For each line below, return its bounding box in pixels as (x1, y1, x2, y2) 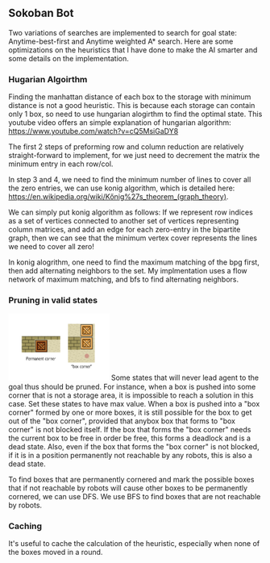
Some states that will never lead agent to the (110, 373, 260, 382)
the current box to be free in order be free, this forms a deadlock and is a (8, 433, 251, 443)
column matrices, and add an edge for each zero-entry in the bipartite (8, 225, 241, 235)
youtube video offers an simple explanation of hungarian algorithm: (8, 118, 231, 127)
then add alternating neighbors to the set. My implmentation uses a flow (8, 266, 247, 276)
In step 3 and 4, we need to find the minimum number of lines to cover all (8, 175, 251, 185)
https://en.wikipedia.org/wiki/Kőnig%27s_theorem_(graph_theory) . (8, 192, 229, 202)
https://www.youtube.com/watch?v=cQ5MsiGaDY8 (8, 127, 179, 136)
